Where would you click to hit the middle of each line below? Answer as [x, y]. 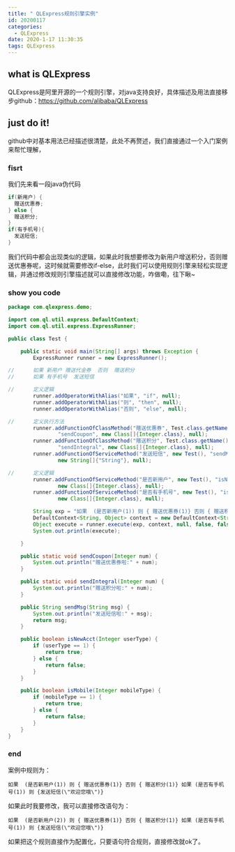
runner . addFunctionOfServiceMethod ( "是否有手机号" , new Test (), [125, 492]
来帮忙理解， [26, 149]
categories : [25, 26]
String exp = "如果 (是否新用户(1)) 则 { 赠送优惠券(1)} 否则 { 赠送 [129, 512]
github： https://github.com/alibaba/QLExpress [81, 100]
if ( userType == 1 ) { [65, 646]
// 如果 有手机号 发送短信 [51, 377]
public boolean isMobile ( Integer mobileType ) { [91, 691]
